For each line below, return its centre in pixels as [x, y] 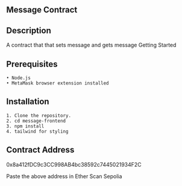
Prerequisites [32, 64]
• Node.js [19, 78]
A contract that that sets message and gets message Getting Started [91, 45]
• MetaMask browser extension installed [58, 83]
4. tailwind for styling [37, 131]
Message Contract [42, 10]
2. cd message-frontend [36, 121]
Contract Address [40, 150]
